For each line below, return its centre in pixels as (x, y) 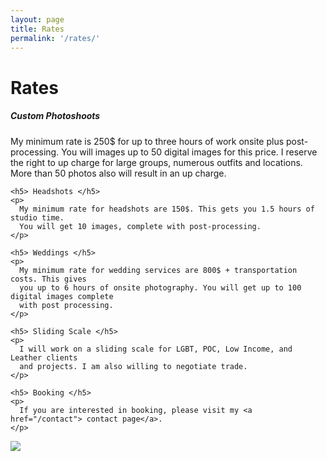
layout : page (37, 19)
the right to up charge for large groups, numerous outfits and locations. (156, 162)
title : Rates (37, 29)
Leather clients (44, 357)
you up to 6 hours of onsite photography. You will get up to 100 (160, 287)
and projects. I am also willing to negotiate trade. (133, 366)
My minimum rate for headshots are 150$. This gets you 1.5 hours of (167, 209)
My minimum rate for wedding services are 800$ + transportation (158, 270)
